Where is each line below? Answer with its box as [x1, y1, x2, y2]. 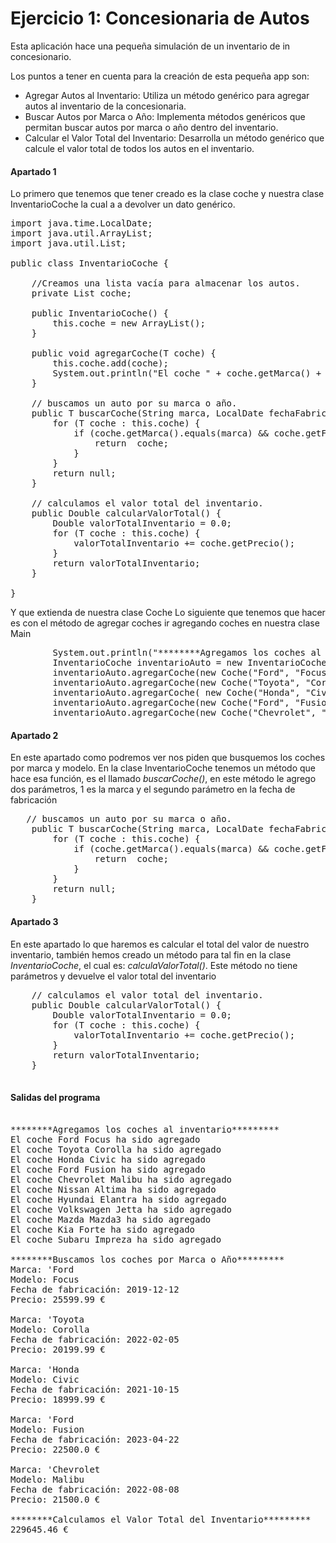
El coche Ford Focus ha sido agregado [10, 1133, 201, 1145]
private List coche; [31, 288, 132, 299]
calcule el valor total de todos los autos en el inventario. [24, 142, 255, 154]
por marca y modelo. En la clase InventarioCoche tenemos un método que [10, 762, 317, 774]
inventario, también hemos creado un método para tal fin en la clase [10, 948, 292, 961]
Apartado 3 [10, 915, 59, 927]
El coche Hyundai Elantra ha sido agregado [10, 1193, 227, 1205]
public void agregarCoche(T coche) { [31, 348, 217, 359]
